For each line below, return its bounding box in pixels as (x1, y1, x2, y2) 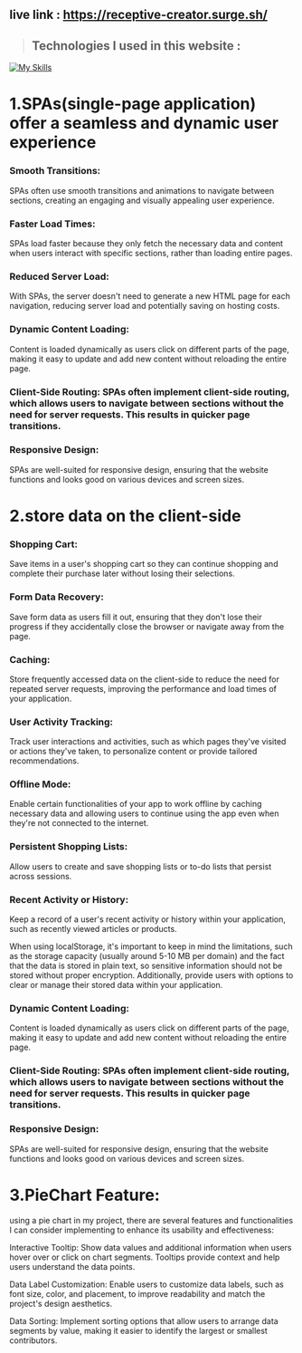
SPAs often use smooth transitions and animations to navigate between (9, 185, 275, 196)
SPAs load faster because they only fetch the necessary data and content (9, 237, 283, 248)
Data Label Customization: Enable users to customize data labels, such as (9, 1279, 285, 1290)
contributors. (9, 1335, 58, 1346)
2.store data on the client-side (9, 505, 241, 526)
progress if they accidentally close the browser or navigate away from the (9, 620, 285, 632)
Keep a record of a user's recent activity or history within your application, (9, 914, 287, 925)
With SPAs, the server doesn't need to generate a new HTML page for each (9, 291, 291, 302)
